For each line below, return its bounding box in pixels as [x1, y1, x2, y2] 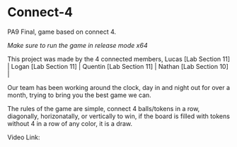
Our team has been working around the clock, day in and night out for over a [7, 83, 231, 91]
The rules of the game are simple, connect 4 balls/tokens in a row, [7, 104, 200, 113]
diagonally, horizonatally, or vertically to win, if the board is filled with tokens [7, 112, 230, 120]
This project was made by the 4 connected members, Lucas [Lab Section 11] [7, 54, 230, 63]
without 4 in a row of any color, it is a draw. [7, 119, 133, 127]
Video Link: [7, 133, 40, 141]
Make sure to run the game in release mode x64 [7, 41, 148, 49]
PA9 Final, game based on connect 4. [7, 27, 117, 36]
